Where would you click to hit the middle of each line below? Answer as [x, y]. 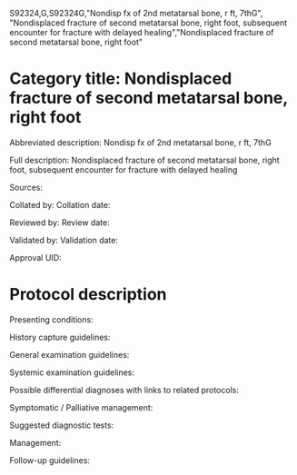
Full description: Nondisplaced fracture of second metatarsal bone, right [144, 160]
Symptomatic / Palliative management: [81, 407]
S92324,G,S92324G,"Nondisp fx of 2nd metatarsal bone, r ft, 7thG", [136, 13]
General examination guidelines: [69, 354]
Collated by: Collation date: [60, 204]
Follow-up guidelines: [50, 460]
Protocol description [88, 295]
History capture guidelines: [60, 337]
